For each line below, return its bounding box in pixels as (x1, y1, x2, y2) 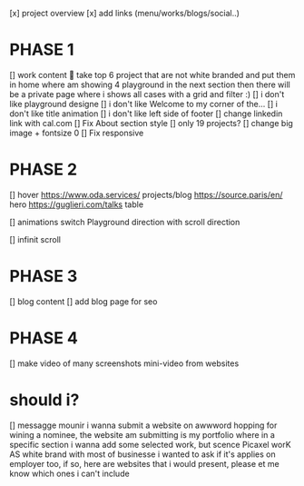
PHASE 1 (9, 40, 74, 60)
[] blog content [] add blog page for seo (9, 295, 158, 307)
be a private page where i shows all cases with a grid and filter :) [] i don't (9, 88, 285, 99)
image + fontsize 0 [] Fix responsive (9, 127, 144, 138)
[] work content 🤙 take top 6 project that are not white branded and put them (9, 69, 296, 80)
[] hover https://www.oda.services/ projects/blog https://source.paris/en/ (9, 189, 283, 200)
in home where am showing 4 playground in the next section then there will (9, 79, 290, 90)
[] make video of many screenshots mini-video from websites (9, 358, 240, 369)
